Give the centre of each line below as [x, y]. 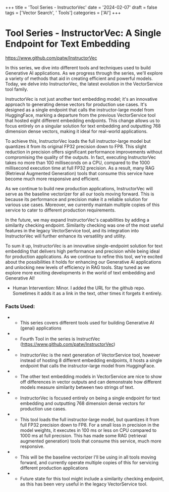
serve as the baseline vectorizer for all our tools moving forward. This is [80, 194]
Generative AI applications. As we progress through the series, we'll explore [84, 73]
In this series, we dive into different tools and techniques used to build [78, 67]
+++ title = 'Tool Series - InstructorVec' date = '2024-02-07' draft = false [81, 7]
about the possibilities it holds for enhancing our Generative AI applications [83, 262]
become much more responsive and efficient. [52, 179]
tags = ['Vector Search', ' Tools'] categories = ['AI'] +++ [63, 13]
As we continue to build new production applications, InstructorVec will [79, 188]
